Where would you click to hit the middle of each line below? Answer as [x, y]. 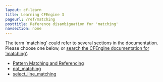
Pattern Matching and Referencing [48, 63]
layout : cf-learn [23, 10]
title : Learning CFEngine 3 [35, 15]
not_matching [27, 69]
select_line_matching [34, 74]
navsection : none [23, 29]
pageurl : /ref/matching [30, 19]
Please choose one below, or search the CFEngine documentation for [77, 48]
